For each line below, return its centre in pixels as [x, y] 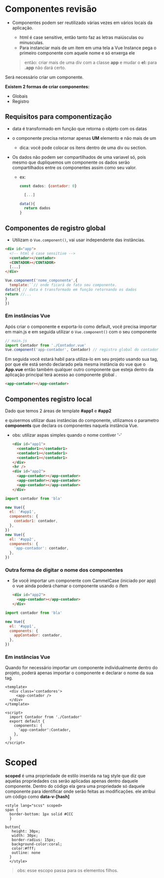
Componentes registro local [48, 399]
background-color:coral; [37, 844]
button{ [13, 827]
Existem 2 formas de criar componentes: [47, 86]
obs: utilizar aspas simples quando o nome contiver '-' [67, 435]
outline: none [26, 853]
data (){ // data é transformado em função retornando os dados [71, 289]
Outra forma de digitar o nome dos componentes [64, 570]
